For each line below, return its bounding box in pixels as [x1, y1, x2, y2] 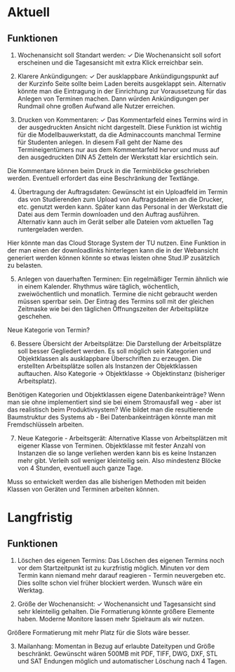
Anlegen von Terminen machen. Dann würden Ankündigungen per [17, 94, 209, 103]
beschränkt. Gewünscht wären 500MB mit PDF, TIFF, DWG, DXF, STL [17, 649, 218, 658]
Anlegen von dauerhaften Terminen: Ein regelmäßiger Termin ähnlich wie [17, 275, 229, 283]
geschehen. [17, 312, 53, 320]
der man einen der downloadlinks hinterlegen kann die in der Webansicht [7, 246, 219, 254]
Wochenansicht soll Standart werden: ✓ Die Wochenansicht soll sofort [17, 51, 222, 59]
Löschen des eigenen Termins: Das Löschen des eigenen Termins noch [17, 557, 224, 564]
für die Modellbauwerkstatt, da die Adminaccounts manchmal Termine [17, 131, 221, 139]
